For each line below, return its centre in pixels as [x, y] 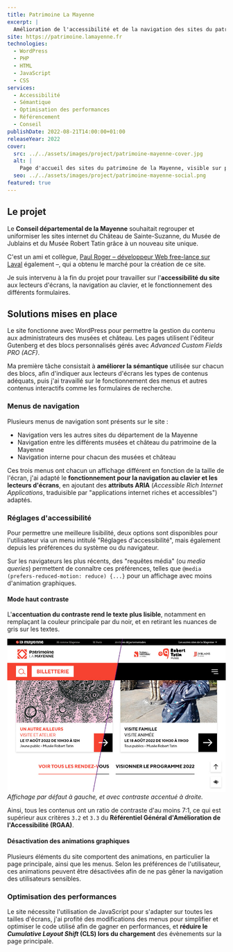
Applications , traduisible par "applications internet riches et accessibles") [112, 492]
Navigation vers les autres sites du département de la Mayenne [107, 435]
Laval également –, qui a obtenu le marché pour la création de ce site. [106, 264]
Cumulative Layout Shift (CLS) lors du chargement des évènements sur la [114, 933]
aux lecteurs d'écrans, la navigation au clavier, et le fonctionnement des [110, 285]
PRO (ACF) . [24, 353]
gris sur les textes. [34, 629]
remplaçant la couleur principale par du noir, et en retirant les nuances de [112, 622]
